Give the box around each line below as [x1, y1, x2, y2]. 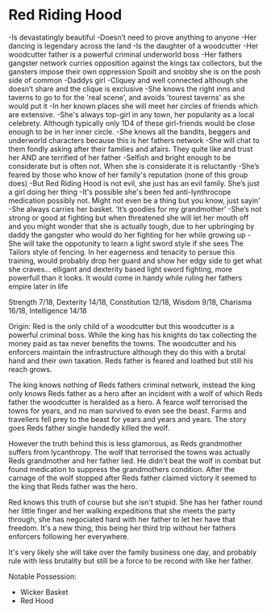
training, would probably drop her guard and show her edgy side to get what [8, 255, 262, 265]
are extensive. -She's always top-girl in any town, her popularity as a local [8, 109, 255, 119]
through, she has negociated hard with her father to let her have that [8, 514, 236, 524]
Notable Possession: [8, 572, 77, 581]
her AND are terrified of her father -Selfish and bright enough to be [8, 152, 231, 162]
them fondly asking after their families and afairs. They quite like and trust [8, 144, 253, 154]
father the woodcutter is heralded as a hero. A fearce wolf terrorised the [8, 397, 248, 407]
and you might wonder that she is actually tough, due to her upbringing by [8, 221, 255, 231]
